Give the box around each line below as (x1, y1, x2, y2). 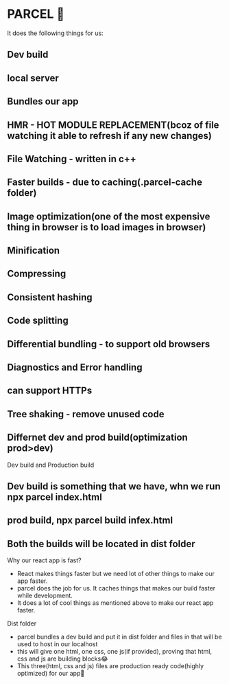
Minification (7, 245, 60, 256)
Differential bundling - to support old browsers (7, 338, 210, 350)
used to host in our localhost (16, 640, 98, 648)
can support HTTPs (7, 385, 93, 397)
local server (7, 72, 60, 84)
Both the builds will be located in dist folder (7, 538, 195, 549)
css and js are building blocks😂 (16, 654, 108, 663)
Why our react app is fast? (7, 556, 82, 564)
